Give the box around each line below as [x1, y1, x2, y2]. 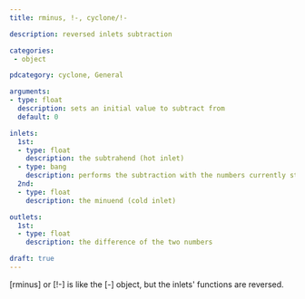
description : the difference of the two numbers [25, 237, 213, 247]
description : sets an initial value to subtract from [17, 104, 225, 113]
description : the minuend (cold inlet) [25, 196, 177, 205]
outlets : [9, 212, 43, 222]
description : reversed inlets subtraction [9, 29, 172, 39]
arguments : [9, 87, 51, 96]
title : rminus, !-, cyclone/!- [9, 13, 128, 23]
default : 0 [17, 112, 59, 121]
